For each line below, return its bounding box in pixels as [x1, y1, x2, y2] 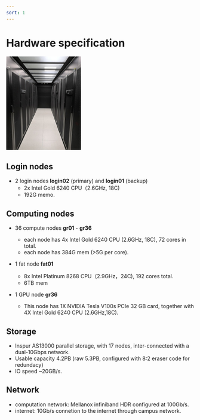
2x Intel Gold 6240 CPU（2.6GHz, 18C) [23, 184, 120, 191]
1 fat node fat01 [14, 260, 54, 267]
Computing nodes [6, 208, 75, 218]
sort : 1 [6, 10, 26, 16]
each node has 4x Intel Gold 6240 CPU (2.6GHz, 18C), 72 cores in [23, 236, 186, 244]
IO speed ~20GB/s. [14, 368, 63, 375]
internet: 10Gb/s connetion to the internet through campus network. [14, 407, 181, 414]
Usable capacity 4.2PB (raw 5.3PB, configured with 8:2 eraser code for [14, 355, 190, 362]
